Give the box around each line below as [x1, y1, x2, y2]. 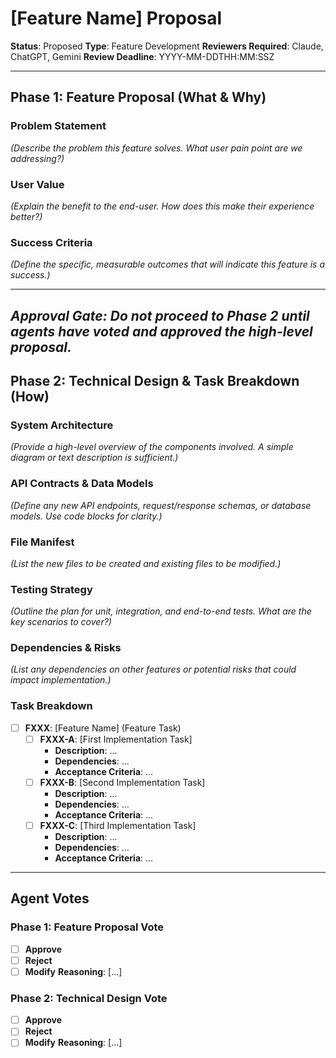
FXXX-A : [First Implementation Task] [39, 733, 193, 745]
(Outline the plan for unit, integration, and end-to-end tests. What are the [10, 605, 312, 617]
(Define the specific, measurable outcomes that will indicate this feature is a [10, 258, 325, 271]
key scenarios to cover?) [10, 616, 112, 628]
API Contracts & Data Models [10, 477, 154, 491]
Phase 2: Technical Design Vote [10, 991, 168, 1005]
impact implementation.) [10, 674, 112, 686]
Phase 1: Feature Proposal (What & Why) [10, 89, 267, 106]
